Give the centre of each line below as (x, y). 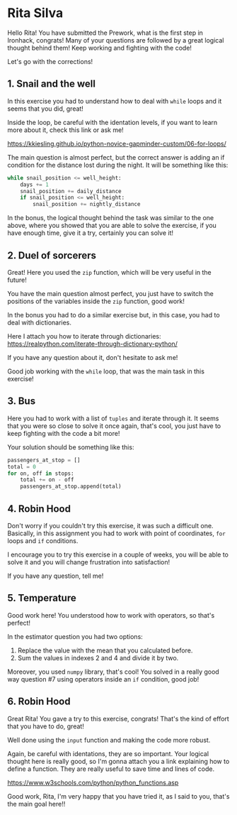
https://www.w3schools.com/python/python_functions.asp (93, 782)
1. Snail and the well (51, 84)
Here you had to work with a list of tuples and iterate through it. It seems (113, 418)
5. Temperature (42, 598)
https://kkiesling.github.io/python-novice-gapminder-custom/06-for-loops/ (117, 143)
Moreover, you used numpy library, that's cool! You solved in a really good (113, 672)
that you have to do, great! (46, 726)
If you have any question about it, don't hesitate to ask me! (93, 357)
